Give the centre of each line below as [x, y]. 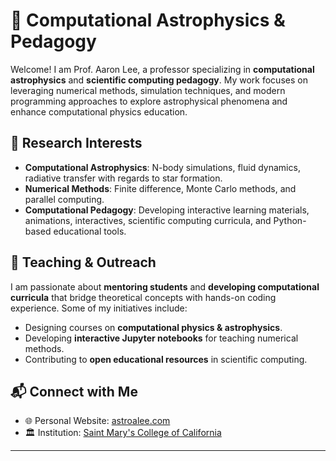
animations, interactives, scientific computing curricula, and [148, 220]
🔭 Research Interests [76, 143]
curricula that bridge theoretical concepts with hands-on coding [143, 297]
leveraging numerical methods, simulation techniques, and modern [148, 90]
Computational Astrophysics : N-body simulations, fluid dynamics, [162, 167]
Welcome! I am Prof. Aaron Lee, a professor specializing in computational [162, 69]
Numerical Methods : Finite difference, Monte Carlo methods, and [160, 188]
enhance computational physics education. [99, 111]
